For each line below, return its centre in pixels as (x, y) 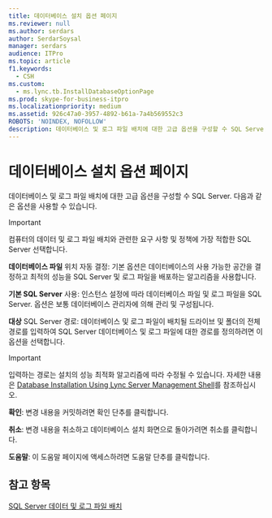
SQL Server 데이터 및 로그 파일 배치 (65, 506)
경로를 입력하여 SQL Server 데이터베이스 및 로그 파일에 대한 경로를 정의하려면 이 (136, 331)
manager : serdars (38, 46)
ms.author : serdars (41, 31)
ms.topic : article (39, 62)
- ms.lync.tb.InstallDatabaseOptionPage (85, 91)
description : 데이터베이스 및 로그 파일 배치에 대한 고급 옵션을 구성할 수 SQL (125, 129)
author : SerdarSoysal (45, 39)
